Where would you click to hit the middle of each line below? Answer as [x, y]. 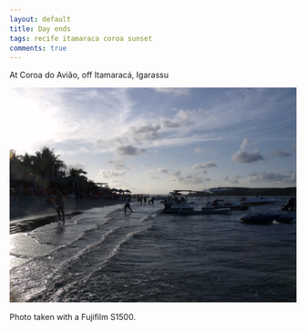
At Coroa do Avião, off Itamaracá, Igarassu [89, 75]
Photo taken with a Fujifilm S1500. [73, 317]
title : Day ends [40, 29]
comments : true [38, 48]
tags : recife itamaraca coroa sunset [81, 38]
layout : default [40, 19]
